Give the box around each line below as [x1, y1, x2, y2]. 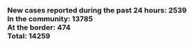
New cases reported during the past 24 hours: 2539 [7, 5, 187, 15]
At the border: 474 [7, 23, 71, 32]
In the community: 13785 [7, 14, 94, 23]
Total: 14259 [7, 31, 51, 41]
